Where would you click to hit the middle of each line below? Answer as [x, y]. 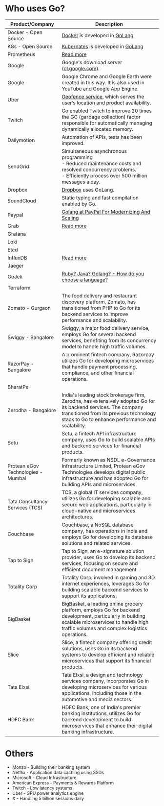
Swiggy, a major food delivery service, [106, 328]
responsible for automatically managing [107, 123]
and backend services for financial [101, 445]
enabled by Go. [79, 204]
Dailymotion [21, 140]
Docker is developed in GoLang [98, 35]
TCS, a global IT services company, [102, 492]
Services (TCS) [25, 508]
